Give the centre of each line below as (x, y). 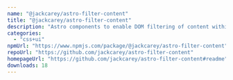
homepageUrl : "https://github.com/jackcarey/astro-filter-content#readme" (118, 59)
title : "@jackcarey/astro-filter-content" (69, 20)
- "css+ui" (29, 40)
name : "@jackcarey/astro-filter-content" (68, 14)
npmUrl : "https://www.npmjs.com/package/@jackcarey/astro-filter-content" (118, 46)
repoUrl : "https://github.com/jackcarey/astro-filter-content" (101, 53)
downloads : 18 (28, 65)
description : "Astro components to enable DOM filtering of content (108, 26)
